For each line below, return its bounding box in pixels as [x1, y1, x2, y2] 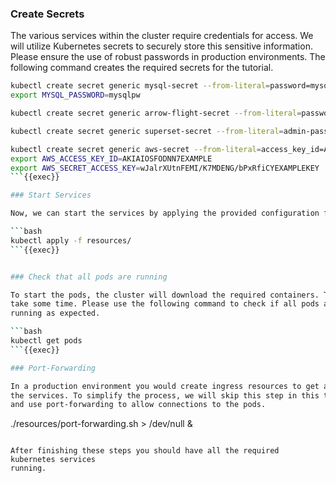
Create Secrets [10, 7, 85, 21]
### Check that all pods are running [10, 272, 168, 282]
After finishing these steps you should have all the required [10, 446, 280, 456]
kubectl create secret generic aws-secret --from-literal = [10, 144, 262, 154]
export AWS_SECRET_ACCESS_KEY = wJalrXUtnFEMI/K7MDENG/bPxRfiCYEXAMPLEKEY [10, 163, 320, 173]
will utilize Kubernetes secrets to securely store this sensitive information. [10, 40, 313, 52]
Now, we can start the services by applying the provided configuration [10, 208, 320, 219]
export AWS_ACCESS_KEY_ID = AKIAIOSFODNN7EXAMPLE [10, 153, 213, 164]
